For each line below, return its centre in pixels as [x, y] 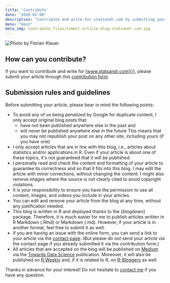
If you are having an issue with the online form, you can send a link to [85, 233]
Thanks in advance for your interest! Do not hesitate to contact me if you [81, 269]
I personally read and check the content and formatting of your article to [88, 163]
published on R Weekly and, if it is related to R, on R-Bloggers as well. [85, 260]
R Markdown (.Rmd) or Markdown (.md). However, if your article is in [84, 222]
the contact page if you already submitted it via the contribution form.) [86, 244]
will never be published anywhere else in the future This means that [91, 131]
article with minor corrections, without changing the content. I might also [88, 174]
